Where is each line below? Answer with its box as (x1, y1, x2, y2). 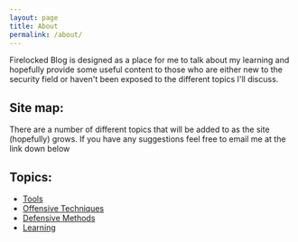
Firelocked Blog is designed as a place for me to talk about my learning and (9, 55, 290, 66)
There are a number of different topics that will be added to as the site (9, 124, 270, 135)
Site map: (9, 100, 65, 116)
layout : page (9, 13, 59, 23)
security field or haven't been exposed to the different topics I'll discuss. (9, 74, 279, 85)
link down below (9, 144, 70, 154)
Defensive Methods (22, 213, 96, 223)
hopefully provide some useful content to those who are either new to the (9, 64, 283, 75)
